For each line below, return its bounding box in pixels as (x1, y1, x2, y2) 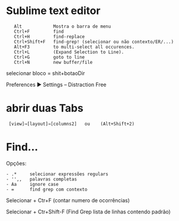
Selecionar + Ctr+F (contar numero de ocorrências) (6, 196, 130, 203)
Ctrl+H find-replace (13, 33, 85, 39)
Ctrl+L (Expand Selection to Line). (13, 49, 125, 55)
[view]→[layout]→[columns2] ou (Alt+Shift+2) (8, 121, 135, 127)
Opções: (6, 159, 27, 166)
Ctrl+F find (13, 28, 64, 35)
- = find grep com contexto (6, 186, 88, 192)
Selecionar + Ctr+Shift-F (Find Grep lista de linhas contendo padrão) (6, 208, 171, 215)
